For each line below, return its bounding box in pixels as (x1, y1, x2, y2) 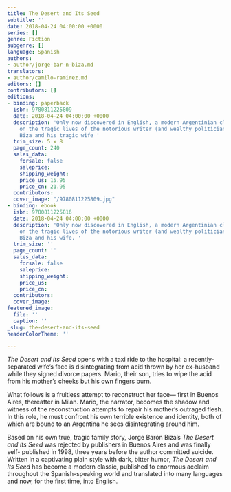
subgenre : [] (7, 42, 45, 49)
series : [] (7, 29, 38, 37)
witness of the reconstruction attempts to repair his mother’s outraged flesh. (7, 405, 223, 413)
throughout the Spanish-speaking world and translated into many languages (7, 470, 223, 478)
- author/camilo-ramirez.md (7, 74, 88, 81)
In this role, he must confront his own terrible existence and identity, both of (7, 413, 222, 421)
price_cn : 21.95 (19, 183, 67, 190)
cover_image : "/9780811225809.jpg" (13, 196, 115, 203)
